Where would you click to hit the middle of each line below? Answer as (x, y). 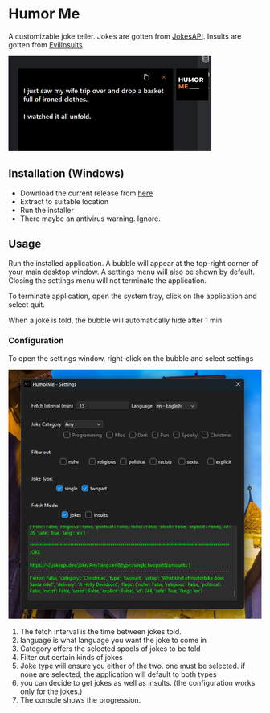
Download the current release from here (86, 193)
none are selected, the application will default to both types (118, 674)
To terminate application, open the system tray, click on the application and (133, 296)
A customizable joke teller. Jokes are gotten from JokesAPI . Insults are (125, 36)
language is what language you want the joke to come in (113, 640)
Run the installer (47, 210)
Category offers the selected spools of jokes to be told (110, 649)
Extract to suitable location (64, 201)
